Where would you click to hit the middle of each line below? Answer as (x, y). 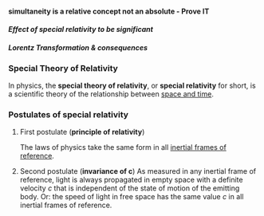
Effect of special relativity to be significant (81, 29)
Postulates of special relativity (69, 114)
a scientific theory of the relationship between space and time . (111, 94)
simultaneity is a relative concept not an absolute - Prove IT (109, 11)
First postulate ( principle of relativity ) (82, 132)
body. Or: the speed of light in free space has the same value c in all (132, 197)
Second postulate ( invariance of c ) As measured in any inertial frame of (138, 171)
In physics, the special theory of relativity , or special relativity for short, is (132, 86)
